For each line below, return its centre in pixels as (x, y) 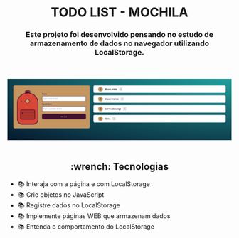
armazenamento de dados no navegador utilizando (119, 43)
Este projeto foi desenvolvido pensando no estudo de (119, 35)
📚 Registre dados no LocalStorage (69, 205)
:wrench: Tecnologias (119, 167)
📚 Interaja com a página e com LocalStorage (84, 184)
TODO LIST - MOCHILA (119, 12)
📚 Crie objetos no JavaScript (61, 195)
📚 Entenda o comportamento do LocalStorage (86, 227)
